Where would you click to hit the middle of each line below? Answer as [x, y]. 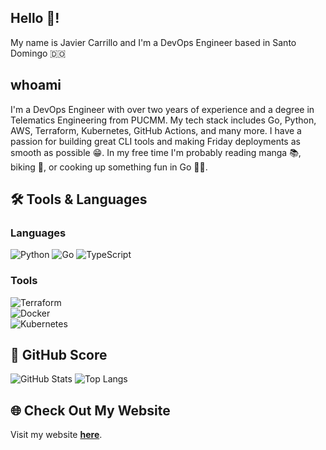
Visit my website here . [56, 435]
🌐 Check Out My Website [90, 410]
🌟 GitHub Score [59, 355]
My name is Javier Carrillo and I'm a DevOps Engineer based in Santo [153, 42]
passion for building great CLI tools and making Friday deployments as [155, 141]
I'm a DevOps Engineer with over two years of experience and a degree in [162, 109]
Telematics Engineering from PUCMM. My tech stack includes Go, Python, [163, 120]
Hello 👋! [35, 18]
